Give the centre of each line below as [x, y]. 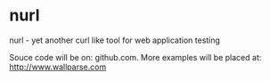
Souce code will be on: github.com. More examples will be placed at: [135, 57]
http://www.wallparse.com [58, 67]
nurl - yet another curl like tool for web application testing [115, 40]
